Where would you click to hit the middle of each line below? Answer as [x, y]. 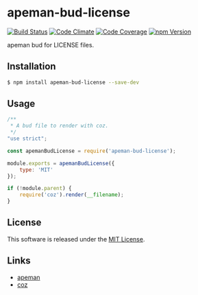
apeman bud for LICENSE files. [51, 45]
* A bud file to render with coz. [59, 126]
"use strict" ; [27, 139]
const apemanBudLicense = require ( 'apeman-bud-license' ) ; [91, 151]
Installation [32, 67]
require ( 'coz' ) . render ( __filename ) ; [72, 195]
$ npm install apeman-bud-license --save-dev [73, 82]
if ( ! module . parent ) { [39, 189]
